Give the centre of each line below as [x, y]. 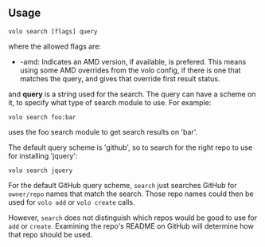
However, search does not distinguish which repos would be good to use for [132, 218]
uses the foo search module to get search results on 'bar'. [103, 131]
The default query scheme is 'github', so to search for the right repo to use [131, 147]
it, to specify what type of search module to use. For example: [110, 102]
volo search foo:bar [43, 117]
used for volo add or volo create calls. [72, 202]
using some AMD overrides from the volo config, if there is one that [130, 70]
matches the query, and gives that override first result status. [120, 78]
